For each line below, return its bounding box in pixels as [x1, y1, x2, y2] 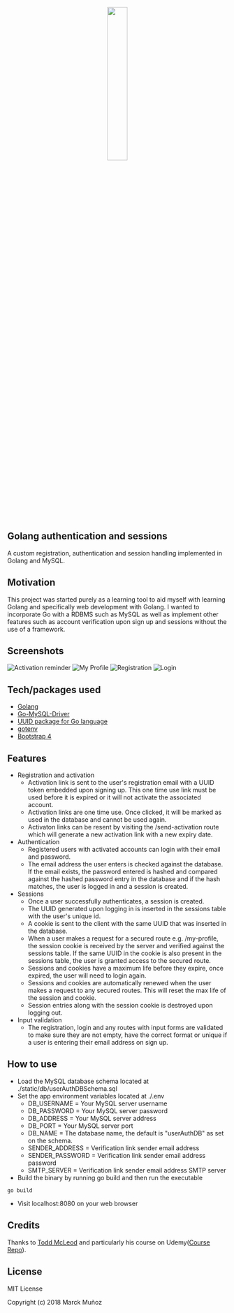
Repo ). [7, 1245, 27, 1254]
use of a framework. [7, 625, 66, 633]
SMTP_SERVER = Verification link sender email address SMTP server [27, 1166, 227, 1174]
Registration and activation [17, 771, 95, 779]
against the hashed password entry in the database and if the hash [27, 875, 221, 883]
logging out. [27, 1008, 63, 1017]
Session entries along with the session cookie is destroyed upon [27, 1001, 213, 1010]
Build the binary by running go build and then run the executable [17, 1173, 203, 1182]
